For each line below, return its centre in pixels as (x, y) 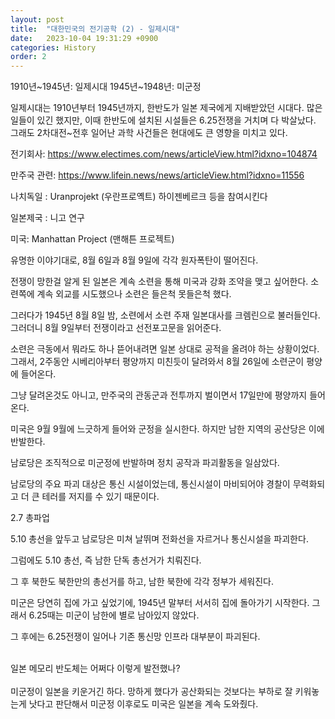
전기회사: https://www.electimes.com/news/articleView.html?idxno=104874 (164, 154)
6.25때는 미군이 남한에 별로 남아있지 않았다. (114, 615)
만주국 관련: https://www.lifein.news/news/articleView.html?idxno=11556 (157, 175)
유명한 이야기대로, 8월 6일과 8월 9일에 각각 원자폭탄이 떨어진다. (134, 260)
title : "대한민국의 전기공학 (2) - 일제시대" (95, 29)
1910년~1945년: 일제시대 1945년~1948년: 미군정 (106, 87)
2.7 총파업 (30, 518)
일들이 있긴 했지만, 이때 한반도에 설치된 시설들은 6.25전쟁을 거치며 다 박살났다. (163, 120)
